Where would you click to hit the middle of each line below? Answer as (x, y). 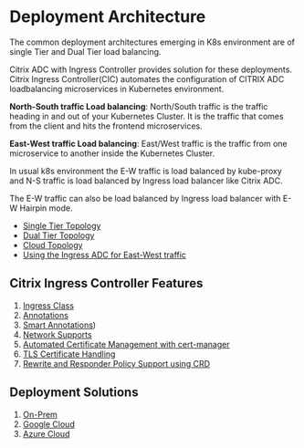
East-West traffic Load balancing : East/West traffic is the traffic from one (148, 143)
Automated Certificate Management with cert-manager (126, 344)
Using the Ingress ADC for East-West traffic (105, 255)
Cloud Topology (53, 245)
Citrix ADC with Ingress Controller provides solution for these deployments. (151, 69)
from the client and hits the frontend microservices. (106, 126)
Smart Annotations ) (59, 325)
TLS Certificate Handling (69, 354)
